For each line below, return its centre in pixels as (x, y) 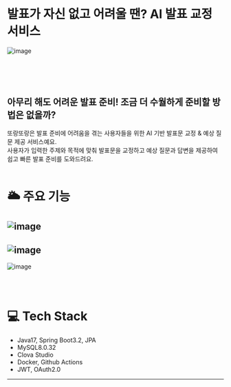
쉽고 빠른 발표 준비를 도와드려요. (51, 158)
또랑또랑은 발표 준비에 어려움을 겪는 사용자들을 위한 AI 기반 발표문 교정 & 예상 (111, 133)
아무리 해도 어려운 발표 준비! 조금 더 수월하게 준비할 (109, 102)
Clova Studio (35, 355)
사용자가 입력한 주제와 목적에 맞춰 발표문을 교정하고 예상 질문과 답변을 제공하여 (113, 150)
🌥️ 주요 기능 (39, 196)
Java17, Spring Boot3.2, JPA (56, 340)
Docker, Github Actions (50, 362)
